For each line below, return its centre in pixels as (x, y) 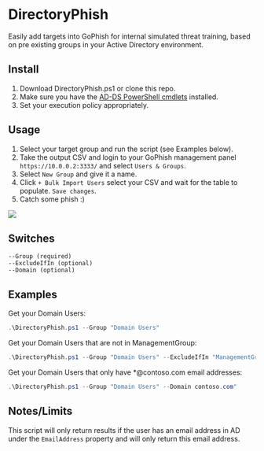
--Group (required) (40, 257)
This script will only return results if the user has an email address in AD (125, 430)
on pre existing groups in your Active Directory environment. (106, 44)
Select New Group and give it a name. (78, 174)
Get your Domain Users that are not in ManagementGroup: (103, 343)
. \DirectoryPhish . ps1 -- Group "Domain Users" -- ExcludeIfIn (109, 357)
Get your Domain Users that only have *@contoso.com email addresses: (125, 372)
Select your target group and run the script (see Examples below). (126, 149)
